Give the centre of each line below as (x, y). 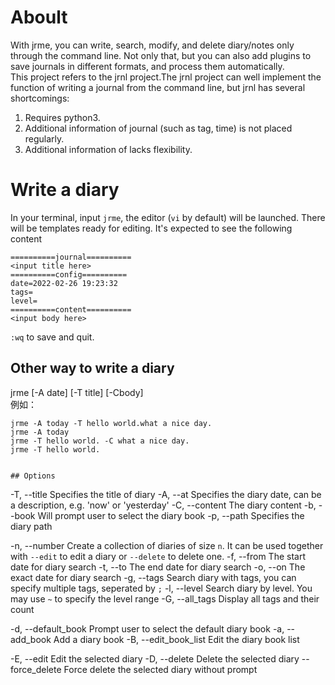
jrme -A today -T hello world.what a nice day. (111, 423)
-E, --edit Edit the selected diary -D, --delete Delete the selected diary (155, 658)
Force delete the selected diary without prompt (160, 669)
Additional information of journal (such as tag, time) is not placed (158, 128)
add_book (31, 639)
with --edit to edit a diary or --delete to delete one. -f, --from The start (158, 556)
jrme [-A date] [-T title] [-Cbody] (77, 392)
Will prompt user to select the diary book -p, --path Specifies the (171, 515)
